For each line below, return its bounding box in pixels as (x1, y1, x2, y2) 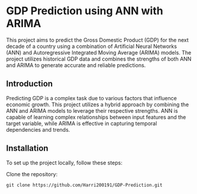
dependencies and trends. (6, 126, 70, 133)
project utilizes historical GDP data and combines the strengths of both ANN (6, 55, 192, 62)
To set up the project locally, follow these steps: (6, 159, 123, 166)
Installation (6, 144, 49, 154)
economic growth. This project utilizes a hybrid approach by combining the (6, 101, 189, 108)
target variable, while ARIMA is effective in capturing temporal (6, 120, 157, 127)
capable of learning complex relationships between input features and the (6, 113, 186, 120)
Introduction (6, 79, 53, 89)
